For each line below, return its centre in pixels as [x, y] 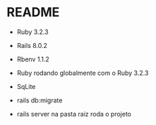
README [33, 12]
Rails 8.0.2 [32, 45]
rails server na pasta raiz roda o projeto [74, 114]
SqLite [26, 86]
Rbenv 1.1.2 [33, 59]
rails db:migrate [40, 100]
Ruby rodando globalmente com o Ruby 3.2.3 [83, 73]
